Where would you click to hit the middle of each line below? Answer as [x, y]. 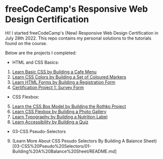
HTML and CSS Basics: [35, 62]
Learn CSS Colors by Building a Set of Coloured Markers [69, 77]
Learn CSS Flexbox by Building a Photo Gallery [59, 112]
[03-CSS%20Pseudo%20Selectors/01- [52, 146]
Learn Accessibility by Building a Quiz [50, 122]
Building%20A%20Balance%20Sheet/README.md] [64, 151]
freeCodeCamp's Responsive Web [77, 9]
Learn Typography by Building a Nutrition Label [60, 116]
